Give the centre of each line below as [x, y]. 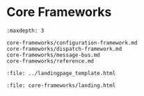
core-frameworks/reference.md [50, 61]
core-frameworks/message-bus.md [53, 55]
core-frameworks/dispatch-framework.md [64, 49]
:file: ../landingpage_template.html [61, 73]
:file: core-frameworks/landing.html [61, 85]
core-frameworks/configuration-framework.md [72, 42]
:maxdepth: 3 [25, 31]
